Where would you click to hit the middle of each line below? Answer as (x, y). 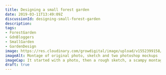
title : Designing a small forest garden (47, 10)
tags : (11, 28)
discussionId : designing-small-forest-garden (53, 19)
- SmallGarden (20, 42)
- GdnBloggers (20, 37)
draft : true (17, 65)
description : (19, 23)
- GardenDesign (21, 46)
